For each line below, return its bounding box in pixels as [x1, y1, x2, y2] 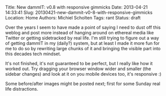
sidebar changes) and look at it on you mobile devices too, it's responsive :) [5, 71, 161, 77]
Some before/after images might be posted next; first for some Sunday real [5, 81, 160, 87]
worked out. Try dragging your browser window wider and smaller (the [5, 66, 151, 72]
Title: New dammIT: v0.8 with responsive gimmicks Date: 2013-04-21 [5, 4, 148, 10]
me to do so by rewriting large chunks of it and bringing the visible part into [5, 46, 161, 51]
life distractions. [5, 86, 39, 92]
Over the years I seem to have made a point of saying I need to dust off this [5, 24, 161, 30]
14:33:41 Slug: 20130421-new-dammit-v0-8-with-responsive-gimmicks [5, 9, 153, 15]
